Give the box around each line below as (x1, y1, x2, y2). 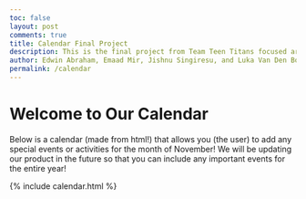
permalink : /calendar (9, 65, 92, 74)
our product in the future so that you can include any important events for (9, 152, 285, 164)
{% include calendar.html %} (9, 180, 117, 192)
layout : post (9, 22, 59, 31)
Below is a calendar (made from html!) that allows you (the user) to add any (9, 133, 292, 144)
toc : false (9, 13, 51, 23)
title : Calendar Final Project (9, 38, 128, 48)
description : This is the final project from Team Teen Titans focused (9, 47, 287, 57)
